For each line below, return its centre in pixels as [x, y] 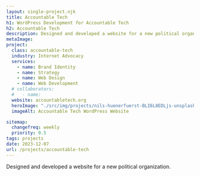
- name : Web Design [41, 78]
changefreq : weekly [36, 128]
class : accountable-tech [42, 51]
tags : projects [25, 139]
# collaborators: [33, 89]
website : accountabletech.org [49, 100]
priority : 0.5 [29, 133]
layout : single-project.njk [41, 12]
